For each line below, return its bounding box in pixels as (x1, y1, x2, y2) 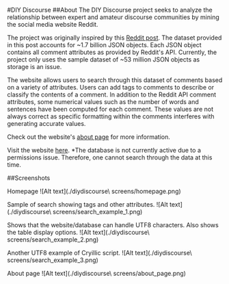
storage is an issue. (7, 63, 62, 70)
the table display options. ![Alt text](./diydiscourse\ (7, 229, 150, 236)
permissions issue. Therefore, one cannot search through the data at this (7, 153, 213, 162)
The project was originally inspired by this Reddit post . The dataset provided (7, 34, 222, 42)
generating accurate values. (7, 120, 86, 127)
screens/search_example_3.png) (7, 256, 99, 264)
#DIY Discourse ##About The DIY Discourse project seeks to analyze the (7, 6, 213, 14)
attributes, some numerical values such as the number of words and (7, 98, 200, 105)
